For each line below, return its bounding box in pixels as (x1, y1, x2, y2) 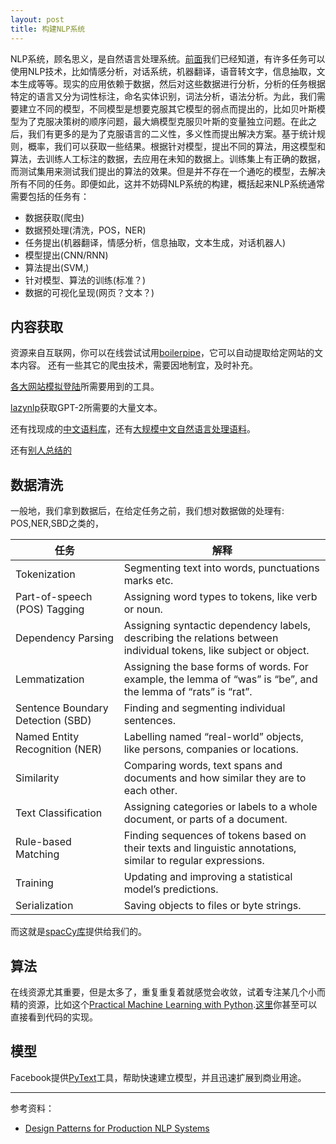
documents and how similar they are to (123, 771, 307, 785)
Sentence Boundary (15, 701, 109, 715)
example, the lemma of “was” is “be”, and (123, 672, 318, 686)
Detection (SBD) (15, 714, 92, 728)
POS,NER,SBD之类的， (10, 517, 104, 530)
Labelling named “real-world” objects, (123, 730, 304, 744)
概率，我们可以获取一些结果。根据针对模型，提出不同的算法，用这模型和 (27, 140, 326, 152)
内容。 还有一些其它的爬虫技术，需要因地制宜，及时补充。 (18, 359, 258, 371)
